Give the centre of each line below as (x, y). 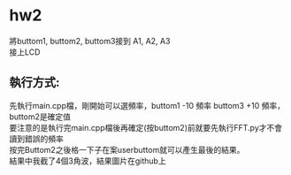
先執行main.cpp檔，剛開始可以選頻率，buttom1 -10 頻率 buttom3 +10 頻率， (147, 105)
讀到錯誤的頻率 (36, 139)
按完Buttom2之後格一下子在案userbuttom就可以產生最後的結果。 (127, 149)
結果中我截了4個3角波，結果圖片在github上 (88, 161)
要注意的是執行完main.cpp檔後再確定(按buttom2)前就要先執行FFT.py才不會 (146, 127)
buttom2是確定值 (40, 117)
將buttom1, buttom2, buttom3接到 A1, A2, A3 (90, 41)
